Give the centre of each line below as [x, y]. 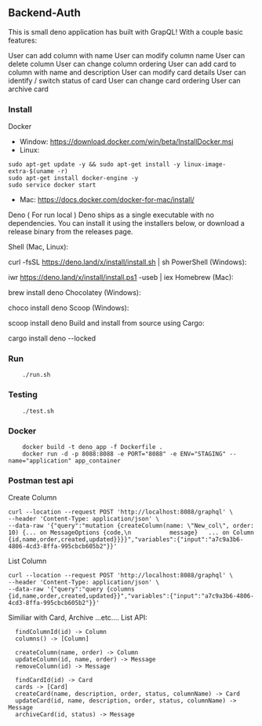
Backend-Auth [44, 13]
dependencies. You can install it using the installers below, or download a [126, 223]
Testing [23, 395]
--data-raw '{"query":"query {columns [71, 589]
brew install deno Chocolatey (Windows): [75, 293]
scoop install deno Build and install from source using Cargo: [106, 323]
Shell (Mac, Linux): [38, 247]
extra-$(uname [31, 171]
